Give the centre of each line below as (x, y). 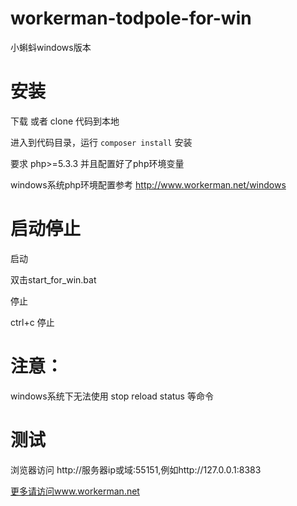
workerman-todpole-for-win (131, 18)
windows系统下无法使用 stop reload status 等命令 (112, 396)
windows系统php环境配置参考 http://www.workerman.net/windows (148, 184)
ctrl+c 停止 (32, 322)
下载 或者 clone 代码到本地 (65, 121)
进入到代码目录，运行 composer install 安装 (101, 142)
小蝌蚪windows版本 (51, 47)
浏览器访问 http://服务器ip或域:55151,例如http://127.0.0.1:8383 (136, 469)
